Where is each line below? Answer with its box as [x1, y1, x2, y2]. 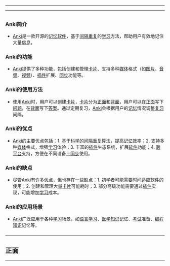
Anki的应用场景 [5, 204, 43, 211]
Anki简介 [5, 20, 28, 27]
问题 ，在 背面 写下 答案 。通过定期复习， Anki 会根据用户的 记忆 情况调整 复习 [12, 105, 164, 111]
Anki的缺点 [5, 164, 33, 171]
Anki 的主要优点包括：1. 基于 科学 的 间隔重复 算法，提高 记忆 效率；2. [12, 138, 150, 144]
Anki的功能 [5, 53, 33, 60]
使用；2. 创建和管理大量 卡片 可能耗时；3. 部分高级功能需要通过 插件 [12, 183, 152, 189]
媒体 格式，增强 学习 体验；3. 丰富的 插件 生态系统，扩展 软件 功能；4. [17, 144, 155, 150]
